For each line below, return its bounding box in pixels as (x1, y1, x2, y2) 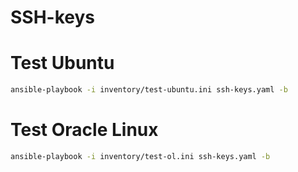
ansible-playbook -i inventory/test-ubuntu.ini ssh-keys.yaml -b (10, 85, 288, 95)
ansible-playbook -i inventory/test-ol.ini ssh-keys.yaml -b (10, 151, 271, 161)
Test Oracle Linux (10, 119, 159, 141)
